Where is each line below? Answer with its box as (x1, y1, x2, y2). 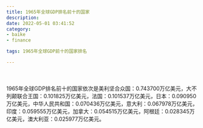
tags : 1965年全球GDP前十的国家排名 (6, 48, 87, 55)
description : (6, 15, 40, 21)
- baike (6, 32, 26, 38)
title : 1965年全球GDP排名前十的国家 (6, 9, 90, 15)
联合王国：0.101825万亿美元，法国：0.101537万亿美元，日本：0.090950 (16, 93, 196, 100)
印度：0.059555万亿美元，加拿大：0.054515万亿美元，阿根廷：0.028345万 (6, 108, 195, 115)
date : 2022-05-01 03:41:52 (6, 20, 75, 26)
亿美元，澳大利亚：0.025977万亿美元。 (6, 115, 105, 123)
